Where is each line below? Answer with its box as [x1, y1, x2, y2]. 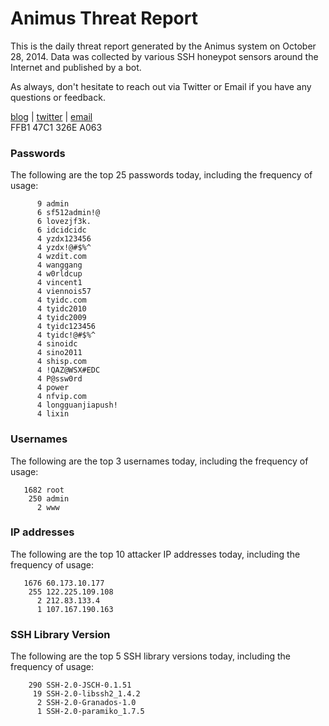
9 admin [36, 199, 70, 209]
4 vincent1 [36, 278, 83, 288]
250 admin [28, 493, 70, 504]
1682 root [23, 485, 65, 495]
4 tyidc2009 [36, 313, 87, 323]
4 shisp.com [36, 357, 87, 367]
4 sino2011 [36, 348, 83, 358]
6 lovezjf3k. [36, 217, 92, 227]
